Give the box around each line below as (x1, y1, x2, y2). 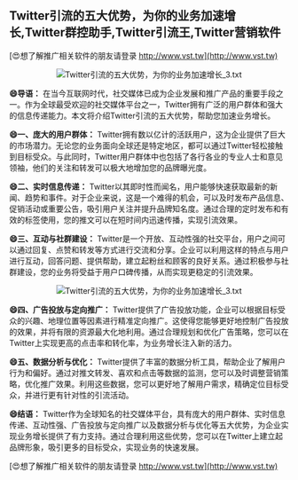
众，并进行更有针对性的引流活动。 (9, 390, 134, 400)
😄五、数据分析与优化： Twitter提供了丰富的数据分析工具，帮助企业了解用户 (9, 356, 286, 366)
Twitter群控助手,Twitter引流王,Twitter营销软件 (25, 25, 281, 40)
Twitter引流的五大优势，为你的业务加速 (9, 8, 224, 24)
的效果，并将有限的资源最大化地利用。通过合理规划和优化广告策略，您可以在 (9, 327, 289, 337)
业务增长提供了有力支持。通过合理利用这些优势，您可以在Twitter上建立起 (16, 430, 284, 441)
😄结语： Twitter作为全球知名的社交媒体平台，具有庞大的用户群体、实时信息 (9, 408, 286, 419)
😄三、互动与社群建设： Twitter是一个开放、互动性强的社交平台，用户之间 (9, 233, 278, 244)
